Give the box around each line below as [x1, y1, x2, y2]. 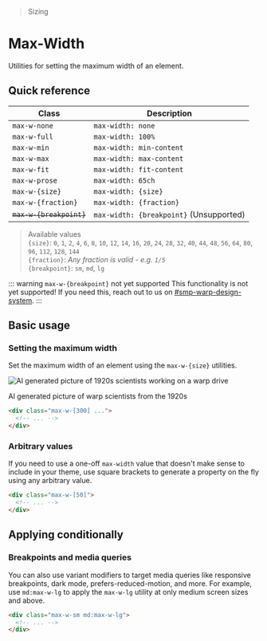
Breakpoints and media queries [8, 552, 132, 563]
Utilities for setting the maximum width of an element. [8, 61, 184, 70]
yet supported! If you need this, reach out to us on [8, 287, 173, 297]
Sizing [27, 7, 49, 16]
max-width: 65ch [93, 175, 155, 185]
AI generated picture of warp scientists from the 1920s [8, 391, 187, 401]
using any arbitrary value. [8, 476, 92, 486]
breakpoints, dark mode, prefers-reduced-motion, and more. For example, [8, 578, 253, 588]
